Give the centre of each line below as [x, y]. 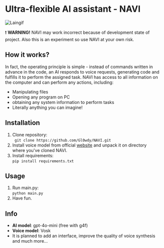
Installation [23, 123]
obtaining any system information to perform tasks [63, 102]
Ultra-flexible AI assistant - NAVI [73, 9]
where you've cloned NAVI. [40, 150]
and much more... [30, 241]
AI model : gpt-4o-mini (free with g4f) [50, 225]
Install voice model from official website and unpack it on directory [79, 145]
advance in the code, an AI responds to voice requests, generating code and [82, 72]
